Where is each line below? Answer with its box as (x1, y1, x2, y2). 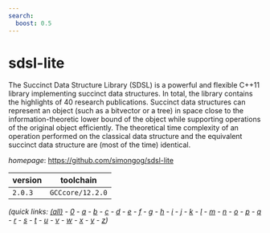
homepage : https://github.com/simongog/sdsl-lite (8, 156, 174, 166)
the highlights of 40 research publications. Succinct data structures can (8, 97, 246, 107)
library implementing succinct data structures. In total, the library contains (8, 89, 253, 99)
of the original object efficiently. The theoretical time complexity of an (8, 123, 239, 133)
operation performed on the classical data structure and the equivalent (8, 132, 243, 141)
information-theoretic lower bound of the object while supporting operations (8, 114, 261, 125)
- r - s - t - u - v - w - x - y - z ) (8, 215, 108, 225)
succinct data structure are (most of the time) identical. (8, 140, 191, 149)
